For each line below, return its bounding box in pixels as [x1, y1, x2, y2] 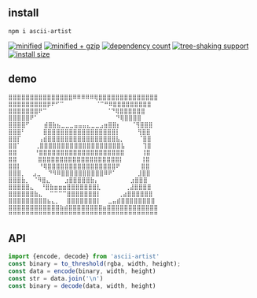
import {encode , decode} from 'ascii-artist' [8, 252, 160, 261]
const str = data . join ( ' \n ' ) [8, 275, 104, 283]
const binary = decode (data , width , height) [8, 281, 156, 290]
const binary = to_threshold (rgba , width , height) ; [8, 260, 181, 268]
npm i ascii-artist [8, 27, 72, 35]
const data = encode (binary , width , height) [8, 267, 156, 275]
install [8, 6, 39, 20]
